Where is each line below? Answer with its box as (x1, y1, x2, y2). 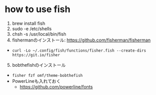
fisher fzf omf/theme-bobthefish (12, 73, 83, 78)
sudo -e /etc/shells (12, 25, 52, 31)
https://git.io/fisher (12, 52, 60, 58)
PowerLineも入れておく (12, 78, 61, 84)
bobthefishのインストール (12, 62, 66, 68)
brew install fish (12, 20, 46, 26)
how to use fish (5, 4, 70, 15)
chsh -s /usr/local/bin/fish (12, 31, 66, 37)
